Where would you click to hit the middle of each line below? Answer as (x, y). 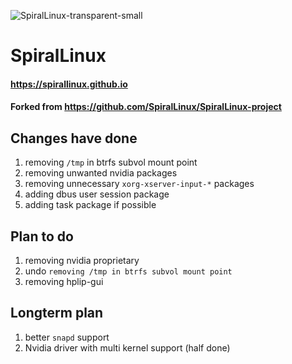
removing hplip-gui (64, 281)
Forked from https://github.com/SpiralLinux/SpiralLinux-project (146, 107)
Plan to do (42, 236)
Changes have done (74, 138)
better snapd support (67, 337)
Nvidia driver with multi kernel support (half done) (127, 347)
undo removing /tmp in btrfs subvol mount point (128, 271)
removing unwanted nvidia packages (101, 173)
